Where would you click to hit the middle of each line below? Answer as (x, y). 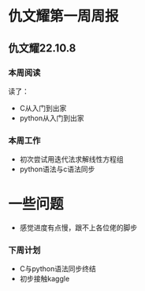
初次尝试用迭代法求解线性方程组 (71, 159)
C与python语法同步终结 (58, 269)
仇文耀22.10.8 (42, 48)
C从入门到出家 (43, 108)
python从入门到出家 (52, 118)
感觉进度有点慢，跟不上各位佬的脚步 (78, 228)
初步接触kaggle (45, 279)
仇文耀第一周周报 (64, 16)
